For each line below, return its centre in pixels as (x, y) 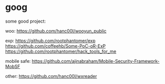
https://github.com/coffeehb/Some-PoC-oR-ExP (56, 46)
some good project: (26, 21)
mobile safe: (18, 61)
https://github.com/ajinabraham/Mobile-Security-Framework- (96, 61)
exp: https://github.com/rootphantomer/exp (50, 40)
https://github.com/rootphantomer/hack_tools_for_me (61, 51)
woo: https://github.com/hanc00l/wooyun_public (56, 31)
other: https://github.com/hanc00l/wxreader (51, 76)
